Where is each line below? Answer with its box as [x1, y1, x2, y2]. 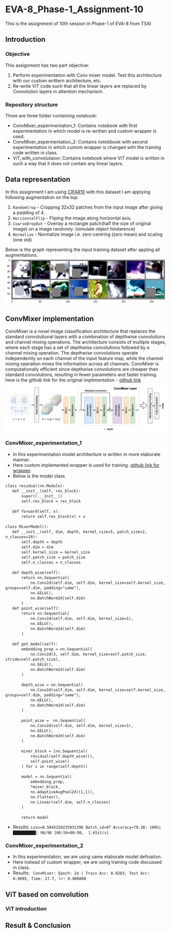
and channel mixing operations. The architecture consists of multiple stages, [5, 339, 166, 345]
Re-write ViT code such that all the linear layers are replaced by [12, 83, 147, 89]
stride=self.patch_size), [5, 657, 60, 662]
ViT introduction [5, 905, 47, 913]
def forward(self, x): [12, 509, 60, 514]
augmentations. [5, 251, 38, 258]
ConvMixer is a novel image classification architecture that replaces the [5, 328, 156, 334]
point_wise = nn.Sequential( [21, 718, 86, 723]
